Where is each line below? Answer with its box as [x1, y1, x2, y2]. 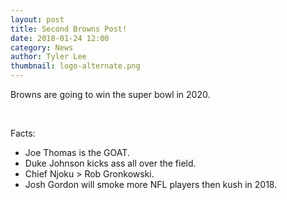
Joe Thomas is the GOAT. [24, 147, 130, 158]
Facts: [10, 127, 36, 139]
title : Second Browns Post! [10, 24, 128, 34]
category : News [10, 42, 74, 53]
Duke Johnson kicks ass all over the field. [24, 157, 197, 169]
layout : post [10, 14, 65, 25]
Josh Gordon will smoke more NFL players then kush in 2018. [24, 179, 278, 190]
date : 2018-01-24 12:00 [10, 33, 110, 43]
